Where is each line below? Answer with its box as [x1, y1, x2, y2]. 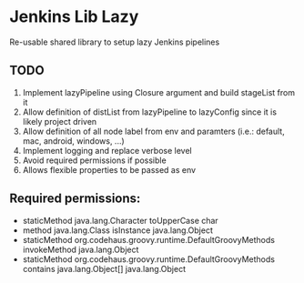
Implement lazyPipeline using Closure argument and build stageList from [22, 86, 296, 97]
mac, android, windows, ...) [22, 135, 125, 147]
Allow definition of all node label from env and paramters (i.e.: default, [22, 126, 285, 136]
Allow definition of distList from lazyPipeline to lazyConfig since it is [22, 106, 278, 117]
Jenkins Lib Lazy [9, 6, 139, 27]
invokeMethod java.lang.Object [22, 244, 139, 255]
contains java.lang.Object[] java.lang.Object [22, 263, 187, 274]
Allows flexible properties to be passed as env [22, 164, 197, 175]
